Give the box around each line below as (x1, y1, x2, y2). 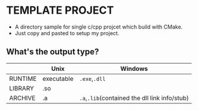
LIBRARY (9, 84, 34, 92)
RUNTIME (9, 74, 37, 83)
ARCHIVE (9, 93, 36, 102)
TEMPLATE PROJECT (6, 4, 114, 17)
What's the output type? (6, 47, 99, 57)
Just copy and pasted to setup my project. (14, 29, 120, 36)
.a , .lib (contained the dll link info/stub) (79, 93, 190, 102)
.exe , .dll (79, 74, 106, 83)
